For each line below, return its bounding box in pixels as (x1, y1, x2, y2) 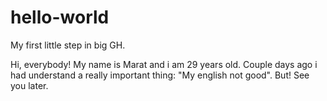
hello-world (10, 6, 110, 29)
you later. (10, 79, 49, 91)
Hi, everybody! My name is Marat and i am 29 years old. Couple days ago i (10, 58, 318, 70)
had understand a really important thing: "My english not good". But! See (10, 69, 310, 81)
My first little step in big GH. (10, 39, 126, 51)
